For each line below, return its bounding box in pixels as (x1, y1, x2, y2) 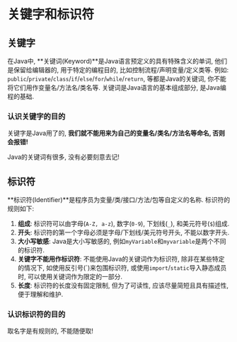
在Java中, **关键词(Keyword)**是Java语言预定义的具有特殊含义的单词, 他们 (7, 57, 228, 65)
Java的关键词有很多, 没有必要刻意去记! (7, 153, 120, 161)
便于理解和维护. (17, 290, 64, 299)
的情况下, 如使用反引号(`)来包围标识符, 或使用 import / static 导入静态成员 (17, 264, 227, 272)
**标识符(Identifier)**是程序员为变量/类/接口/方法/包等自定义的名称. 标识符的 (7, 196, 231, 204)
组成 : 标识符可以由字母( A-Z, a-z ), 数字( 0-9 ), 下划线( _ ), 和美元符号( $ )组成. (17, 220, 230, 228)
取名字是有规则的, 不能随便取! (7, 326, 93, 336)
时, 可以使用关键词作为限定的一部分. (17, 273, 122, 281)
